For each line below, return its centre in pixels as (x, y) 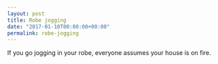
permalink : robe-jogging (43, 33)
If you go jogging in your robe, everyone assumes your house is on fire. (109, 53)
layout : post (26, 14)
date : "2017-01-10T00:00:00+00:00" (59, 26)
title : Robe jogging (37, 20)
